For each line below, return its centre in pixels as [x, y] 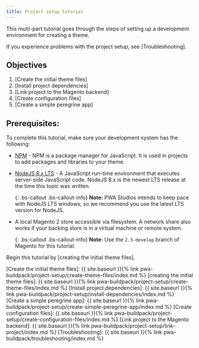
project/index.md [27, 332]
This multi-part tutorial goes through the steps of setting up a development [98, 29]
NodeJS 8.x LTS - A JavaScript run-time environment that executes [97, 174]
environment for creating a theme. [48, 35]
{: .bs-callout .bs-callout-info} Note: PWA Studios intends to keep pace [102, 197]
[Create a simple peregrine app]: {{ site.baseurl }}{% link [75, 300]
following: [18, 144]
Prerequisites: [33, 123]
